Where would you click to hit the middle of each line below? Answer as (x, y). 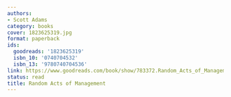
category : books (30, 26)
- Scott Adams (27, 20)
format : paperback (33, 39)
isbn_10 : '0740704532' (46, 58)
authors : (20, 13)
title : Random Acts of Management (57, 83)
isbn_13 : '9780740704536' (51, 64)
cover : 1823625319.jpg (40, 32)
